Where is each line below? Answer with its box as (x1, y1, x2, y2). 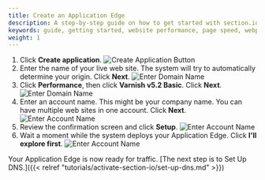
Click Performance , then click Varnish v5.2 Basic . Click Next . (19, 81, 222, 90)
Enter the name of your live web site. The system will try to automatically (19, 64, 256, 73)
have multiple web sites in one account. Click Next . (19, 106, 187, 115)
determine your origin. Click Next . (19, 72, 130, 81)
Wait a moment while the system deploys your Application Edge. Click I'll (19, 131, 257, 141)
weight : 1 (8, 33, 41, 42)
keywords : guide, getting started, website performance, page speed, (8, 26, 242, 34)
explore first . (19, 139, 63, 148)
